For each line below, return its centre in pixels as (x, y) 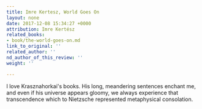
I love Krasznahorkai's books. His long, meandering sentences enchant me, (101, 86)
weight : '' (20, 63)
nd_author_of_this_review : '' (45, 58)
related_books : (26, 35)
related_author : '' (31, 52)
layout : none (23, 18)
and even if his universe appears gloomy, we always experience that (92, 92)
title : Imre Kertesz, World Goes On (53, 12)
